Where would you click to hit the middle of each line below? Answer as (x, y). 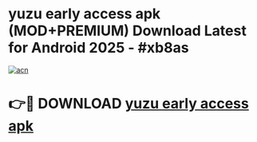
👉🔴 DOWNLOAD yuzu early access (128, 104)
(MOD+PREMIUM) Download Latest (128, 31)
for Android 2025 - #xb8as (99, 48)
